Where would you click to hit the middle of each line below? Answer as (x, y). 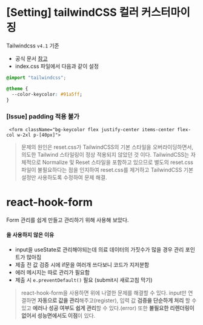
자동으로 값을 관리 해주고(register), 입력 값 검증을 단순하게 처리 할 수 (117, 300)
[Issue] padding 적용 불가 (43, 117)
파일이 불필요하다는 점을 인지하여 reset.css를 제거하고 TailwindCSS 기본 (107, 169)
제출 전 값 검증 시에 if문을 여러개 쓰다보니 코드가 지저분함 (82, 264)
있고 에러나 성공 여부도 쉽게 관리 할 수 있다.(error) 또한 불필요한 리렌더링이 (108, 308)
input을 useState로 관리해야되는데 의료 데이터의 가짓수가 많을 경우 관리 (99, 249)
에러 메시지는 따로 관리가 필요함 (52, 272)
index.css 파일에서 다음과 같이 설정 (57, 66)
